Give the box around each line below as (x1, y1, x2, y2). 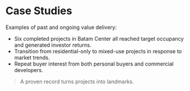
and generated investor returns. (14, 41, 92, 48)
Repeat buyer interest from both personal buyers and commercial (14, 60, 174, 67)
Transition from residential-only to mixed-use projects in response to (14, 47, 182, 54)
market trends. (14, 54, 50, 61)
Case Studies (5, 4, 72, 18)
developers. (14, 66, 44, 73)
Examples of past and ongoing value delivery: (5, 24, 117, 31)
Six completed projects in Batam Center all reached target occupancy (14, 35, 184, 42)
